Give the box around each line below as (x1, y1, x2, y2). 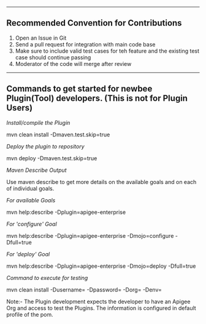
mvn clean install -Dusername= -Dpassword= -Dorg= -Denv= (6, 285, 162, 293)
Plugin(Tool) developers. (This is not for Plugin (6, 93, 188, 104)
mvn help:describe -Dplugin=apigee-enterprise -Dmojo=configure (6, 232, 174, 239)
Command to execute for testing (6, 274, 88, 281)
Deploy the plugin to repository (6, 142, 85, 150)
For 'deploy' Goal (6, 250, 50, 257)
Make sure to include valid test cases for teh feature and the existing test (15, 47, 200, 54)
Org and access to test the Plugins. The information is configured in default (6, 304, 196, 312)
